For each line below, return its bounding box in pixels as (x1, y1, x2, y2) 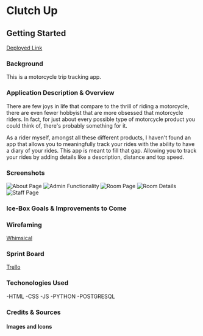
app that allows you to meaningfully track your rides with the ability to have (6, 140, 195, 147)
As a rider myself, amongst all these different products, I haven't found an (6, 134, 191, 141)
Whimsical (6, 235, 32, 242)
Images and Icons (6, 323, 52, 331)
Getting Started (6, 28, 66, 38)
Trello (6, 263, 21, 271)
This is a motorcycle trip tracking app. (6, 73, 102, 81)
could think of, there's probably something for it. (6, 122, 128, 129)
